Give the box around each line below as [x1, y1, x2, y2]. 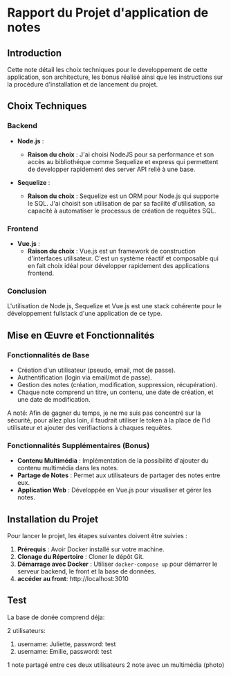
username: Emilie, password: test [17, 647, 112, 655]
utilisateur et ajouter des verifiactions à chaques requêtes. [7, 423, 173, 432]
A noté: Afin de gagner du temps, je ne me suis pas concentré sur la [7, 409, 201, 417]
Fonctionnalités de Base [7, 350, 90, 359]
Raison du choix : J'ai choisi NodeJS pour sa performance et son [27, 150, 214, 159]
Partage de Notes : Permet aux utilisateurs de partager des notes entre [17, 471, 221, 479]
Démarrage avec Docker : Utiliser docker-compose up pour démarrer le [17, 560, 218, 569]
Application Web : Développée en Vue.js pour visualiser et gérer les [17, 486, 212, 495]
